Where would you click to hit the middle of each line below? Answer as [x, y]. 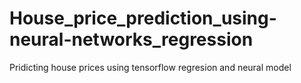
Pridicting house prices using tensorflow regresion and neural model [150, 67]
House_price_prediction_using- [143, 18]
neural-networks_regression [131, 39]
